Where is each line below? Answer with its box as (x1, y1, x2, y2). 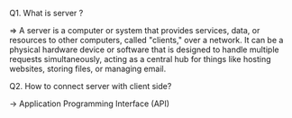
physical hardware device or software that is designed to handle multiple (9, 44, 279, 55)
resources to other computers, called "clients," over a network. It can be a (9, 35, 284, 45)
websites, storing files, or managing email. (9, 63, 167, 74)
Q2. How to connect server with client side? (9, 81, 172, 91)
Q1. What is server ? (9, 8, 84, 18)
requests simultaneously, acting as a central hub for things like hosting (9, 54, 272, 64)
